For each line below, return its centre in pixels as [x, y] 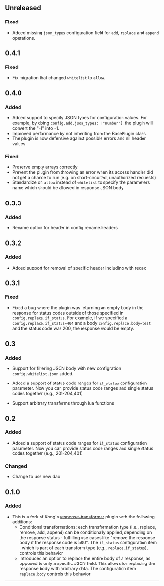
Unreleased [23, 8]
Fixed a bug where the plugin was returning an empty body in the [78, 308]
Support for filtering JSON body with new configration [66, 368]
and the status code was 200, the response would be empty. [73, 328]
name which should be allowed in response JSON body [68, 188]
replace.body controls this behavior [55, 574]
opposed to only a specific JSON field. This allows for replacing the [87, 563]
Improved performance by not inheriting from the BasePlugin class [79, 134]
